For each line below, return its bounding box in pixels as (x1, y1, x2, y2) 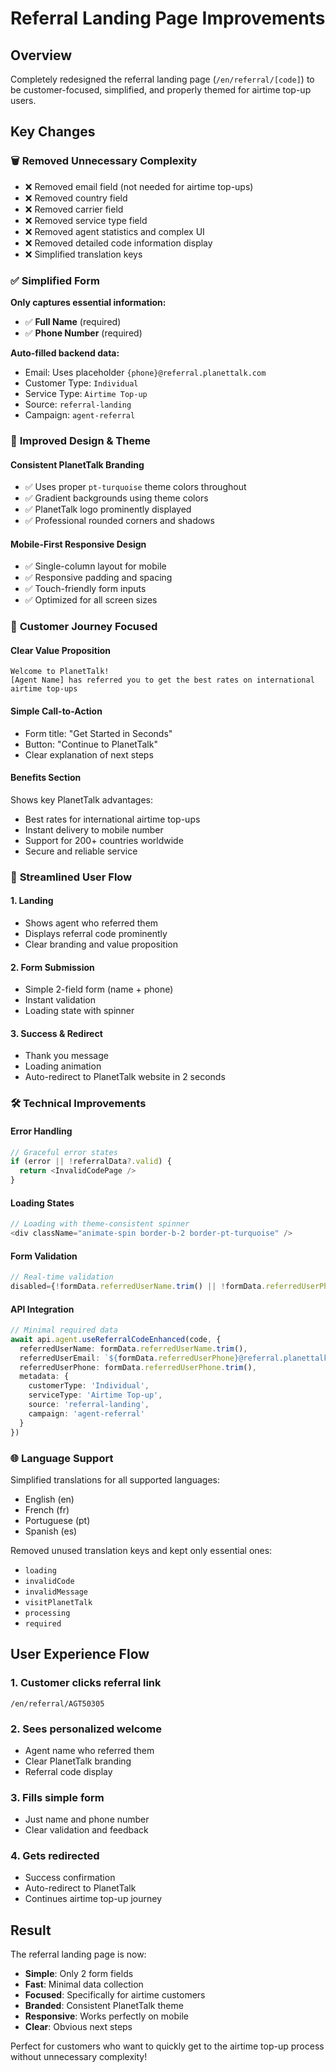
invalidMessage (24, 1587, 89, 1597)
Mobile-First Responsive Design (10, 538, 147, 550)
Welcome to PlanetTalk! (10, 667, 110, 677)
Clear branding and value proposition (24, 938, 178, 950)
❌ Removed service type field (24, 214, 148, 226)
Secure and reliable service (24, 845, 138, 857)
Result (10, 1922, 52, 1939)
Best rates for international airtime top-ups (24, 813, 201, 825)
